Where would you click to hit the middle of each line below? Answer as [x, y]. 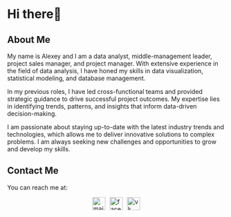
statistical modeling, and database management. [76, 78]
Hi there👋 [35, 14]
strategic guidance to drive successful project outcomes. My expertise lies [113, 99]
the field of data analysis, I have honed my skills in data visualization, [105, 71]
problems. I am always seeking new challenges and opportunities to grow [112, 142]
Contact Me [33, 171]
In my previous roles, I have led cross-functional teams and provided [105, 92]
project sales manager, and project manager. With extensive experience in [113, 64]
